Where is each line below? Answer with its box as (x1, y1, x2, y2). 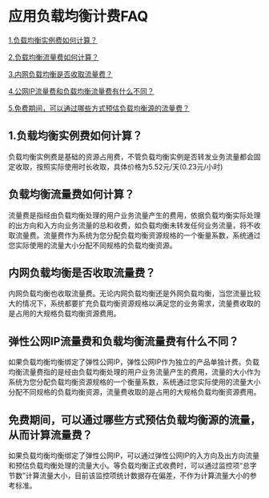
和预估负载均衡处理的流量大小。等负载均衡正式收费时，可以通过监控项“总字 (8, 461, 258, 470)
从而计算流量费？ (8, 428, 93, 441)
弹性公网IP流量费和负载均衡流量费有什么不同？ (8, 334, 239, 348)
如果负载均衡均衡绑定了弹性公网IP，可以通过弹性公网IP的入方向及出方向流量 (8, 451, 260, 460)
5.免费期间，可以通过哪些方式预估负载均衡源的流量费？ (8, 103, 190, 113)
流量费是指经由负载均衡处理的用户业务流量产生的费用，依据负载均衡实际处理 (8, 210, 261, 220)
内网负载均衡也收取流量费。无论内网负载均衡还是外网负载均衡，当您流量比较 (8, 289, 261, 299)
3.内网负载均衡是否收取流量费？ (8, 69, 114, 78)
